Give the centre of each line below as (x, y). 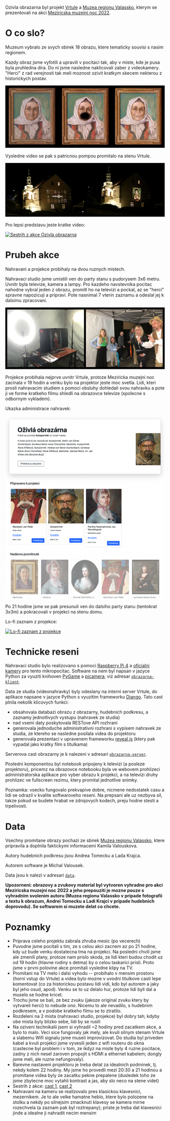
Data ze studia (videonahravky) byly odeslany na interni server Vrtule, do (81, 692)
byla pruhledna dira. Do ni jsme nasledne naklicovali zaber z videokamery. (82, 67)
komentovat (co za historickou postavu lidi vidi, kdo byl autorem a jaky (86, 984)
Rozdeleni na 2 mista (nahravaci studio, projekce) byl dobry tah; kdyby (86, 1016)
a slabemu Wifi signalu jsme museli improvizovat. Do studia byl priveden (88, 1038)
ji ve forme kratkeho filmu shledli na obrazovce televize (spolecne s (75, 393)
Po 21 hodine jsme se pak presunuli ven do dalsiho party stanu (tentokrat (81, 606)
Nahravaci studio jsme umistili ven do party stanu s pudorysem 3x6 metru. (83, 279)
